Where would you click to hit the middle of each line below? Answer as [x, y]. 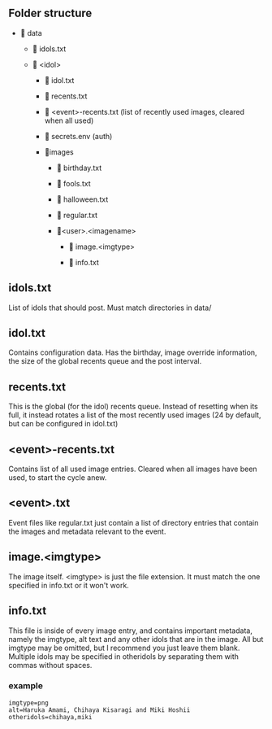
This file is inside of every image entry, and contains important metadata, [131, 631]
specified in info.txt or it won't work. [69, 585]
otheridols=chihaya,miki [50, 717]
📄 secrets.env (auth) [78, 136]
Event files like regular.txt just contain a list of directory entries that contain [134, 522]
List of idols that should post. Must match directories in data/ [110, 308]
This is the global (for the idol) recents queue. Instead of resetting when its [133, 407]
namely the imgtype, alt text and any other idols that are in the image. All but [136, 639]
